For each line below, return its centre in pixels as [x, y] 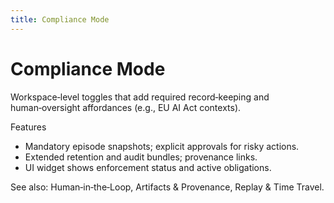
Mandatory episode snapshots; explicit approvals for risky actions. [162, 146]
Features [28, 127]
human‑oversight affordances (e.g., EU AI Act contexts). [126, 107]
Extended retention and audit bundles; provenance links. [141, 157]
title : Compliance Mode [60, 19]
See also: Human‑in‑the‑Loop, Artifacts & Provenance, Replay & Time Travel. [167, 187]
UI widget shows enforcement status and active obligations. [148, 167]
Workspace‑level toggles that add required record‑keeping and [140, 97]
